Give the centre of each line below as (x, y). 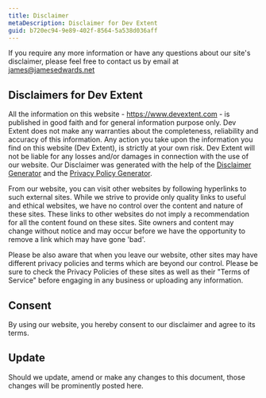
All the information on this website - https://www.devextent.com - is (119, 114)
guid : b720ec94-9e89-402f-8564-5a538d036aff (83, 30)
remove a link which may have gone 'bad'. (77, 240)
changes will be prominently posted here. (76, 385)
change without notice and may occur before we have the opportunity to (127, 231)
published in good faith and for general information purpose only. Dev (122, 123)
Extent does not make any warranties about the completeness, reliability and (133, 131)
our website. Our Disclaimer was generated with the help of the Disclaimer (130, 165)
